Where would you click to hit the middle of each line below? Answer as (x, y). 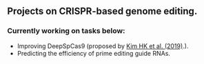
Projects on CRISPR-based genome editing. (102, 11)
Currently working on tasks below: (66, 31)
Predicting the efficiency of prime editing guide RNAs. (94, 53)
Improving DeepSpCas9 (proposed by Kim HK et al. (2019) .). (103, 46)
